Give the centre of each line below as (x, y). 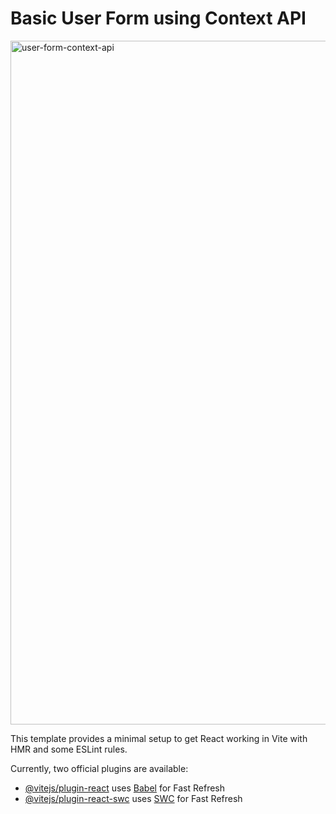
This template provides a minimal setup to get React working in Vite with (159, 738)
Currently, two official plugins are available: (99, 768)
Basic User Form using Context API (158, 18)
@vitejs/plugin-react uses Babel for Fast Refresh (125, 788)
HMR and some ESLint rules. (69, 749)
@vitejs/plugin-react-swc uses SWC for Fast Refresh (133, 798)
